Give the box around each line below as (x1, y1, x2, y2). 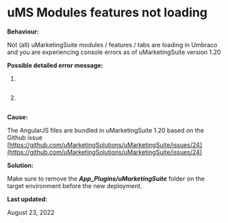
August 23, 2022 (7, 208, 55, 216)
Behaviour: (7, 27, 40, 36)
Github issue (7, 133, 43, 142)
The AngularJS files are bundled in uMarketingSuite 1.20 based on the (7, 126, 204, 134)
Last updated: (7, 195, 48, 203)
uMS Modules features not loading (7, 5, 207, 21)
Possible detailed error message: (7, 61, 103, 69)
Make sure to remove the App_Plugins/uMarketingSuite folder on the (7, 174, 205, 183)
